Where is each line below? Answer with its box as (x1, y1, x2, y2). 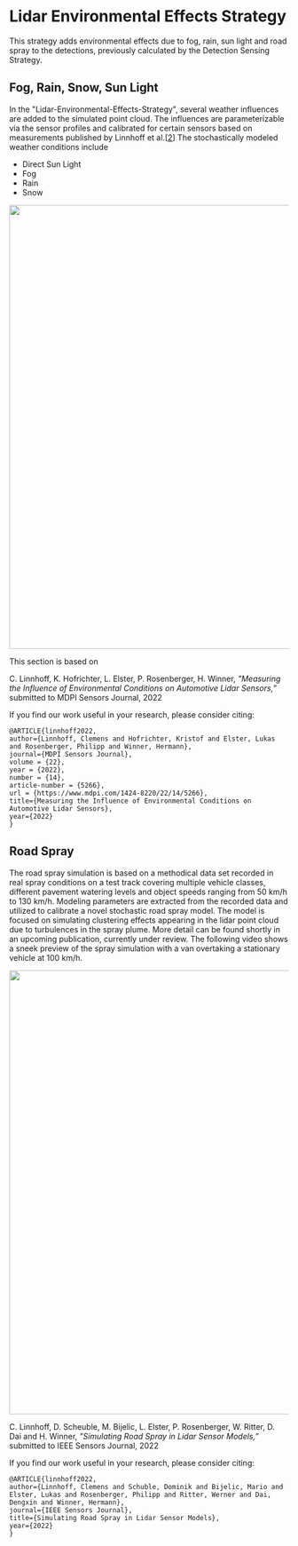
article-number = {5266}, (9, 781, 105, 789)
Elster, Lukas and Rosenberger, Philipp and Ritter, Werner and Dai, (9, 1490, 272, 1499)
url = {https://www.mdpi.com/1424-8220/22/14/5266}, (9, 789, 208, 797)
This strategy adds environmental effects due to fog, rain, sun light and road (9, 36, 287, 46)
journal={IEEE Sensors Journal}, (9, 1505, 133, 1515)
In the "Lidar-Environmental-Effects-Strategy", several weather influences (9, 104, 279, 115)
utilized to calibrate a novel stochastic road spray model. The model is (9, 905, 265, 916)
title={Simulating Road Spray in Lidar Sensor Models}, (9, 1513, 220, 1522)
